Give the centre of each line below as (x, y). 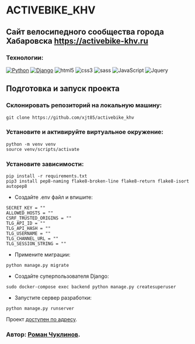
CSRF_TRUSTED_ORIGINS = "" (39, 218)
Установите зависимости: (45, 164)
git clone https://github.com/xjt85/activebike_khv (70, 118)
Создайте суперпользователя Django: (62, 276)
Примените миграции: (42, 254)
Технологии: (25, 57)
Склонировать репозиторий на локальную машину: (84, 105)
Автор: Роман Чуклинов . (43, 335)
